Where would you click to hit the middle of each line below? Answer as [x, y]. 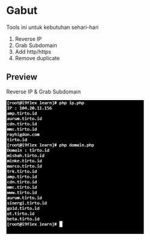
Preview [22, 77]
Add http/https [33, 51]
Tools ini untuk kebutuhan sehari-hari [52, 27]
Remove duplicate [37, 58]
